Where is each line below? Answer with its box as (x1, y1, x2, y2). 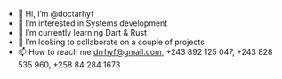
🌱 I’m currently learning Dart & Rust (17, 28, 148, 37)
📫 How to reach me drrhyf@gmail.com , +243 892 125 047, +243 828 (17, 47, 273, 57)
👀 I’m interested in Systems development (17, 18, 168, 28)
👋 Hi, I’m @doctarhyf (17, 9, 94, 19)
